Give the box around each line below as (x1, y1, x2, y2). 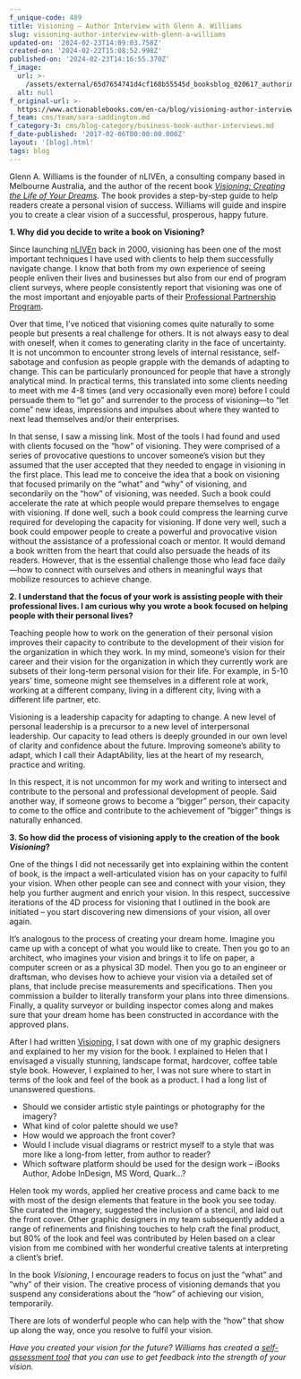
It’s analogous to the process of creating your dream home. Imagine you (9, 933, 275, 944)
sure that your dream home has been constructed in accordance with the (9, 1009, 279, 1020)
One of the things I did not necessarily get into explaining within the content (9, 858, 288, 869)
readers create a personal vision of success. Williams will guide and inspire (9, 199, 287, 211)
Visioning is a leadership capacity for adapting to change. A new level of (9, 711, 276, 722)
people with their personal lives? (9, 610, 133, 621)
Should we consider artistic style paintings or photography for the (21, 1101, 266, 1112)
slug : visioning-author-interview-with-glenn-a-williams (9, 30, 227, 39)
